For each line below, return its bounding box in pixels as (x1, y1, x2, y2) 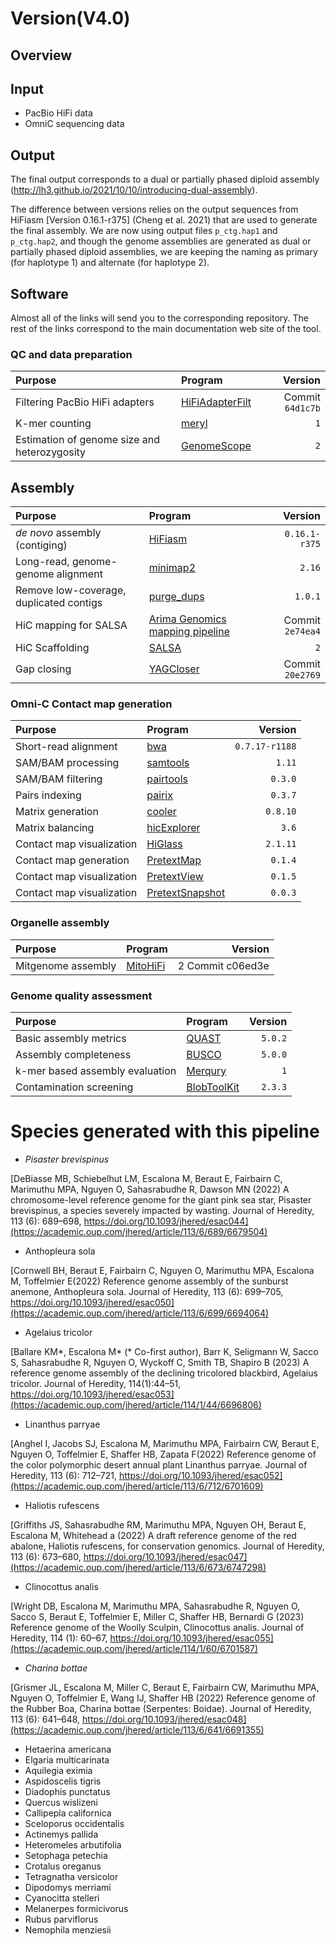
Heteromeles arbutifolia (24, 1838, 122, 1851)
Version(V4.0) (10, 7, 131, 30)
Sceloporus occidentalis (24, 1817, 125, 1829)
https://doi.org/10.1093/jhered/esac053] (10, 1388, 175, 1400)
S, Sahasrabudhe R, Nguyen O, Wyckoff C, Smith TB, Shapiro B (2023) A (10, 1356, 310, 1368)
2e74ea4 (284, 626, 321, 637)
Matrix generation (15, 805, 99, 819)
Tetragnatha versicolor (24, 1870, 119, 1882)
